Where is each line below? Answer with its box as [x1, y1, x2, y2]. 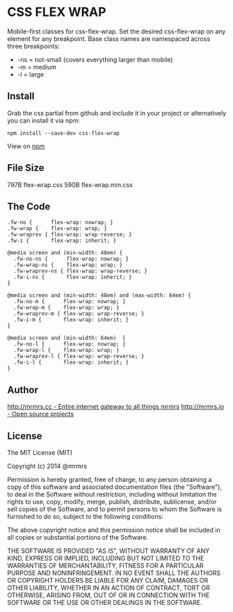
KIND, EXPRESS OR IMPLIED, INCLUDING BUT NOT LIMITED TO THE [7, 554, 204, 562]
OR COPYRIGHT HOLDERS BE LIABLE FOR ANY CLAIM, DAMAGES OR [7, 577, 209, 584]
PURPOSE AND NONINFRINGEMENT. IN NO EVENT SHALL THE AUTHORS [7, 569, 221, 577]
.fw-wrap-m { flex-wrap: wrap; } [13, 304, 120, 312]
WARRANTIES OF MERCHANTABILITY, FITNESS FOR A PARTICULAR [7, 561, 204, 570]
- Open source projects [7, 410, 74, 418]
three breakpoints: [7, 42, 61, 50]
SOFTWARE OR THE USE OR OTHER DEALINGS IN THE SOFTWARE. [7, 599, 202, 606]
